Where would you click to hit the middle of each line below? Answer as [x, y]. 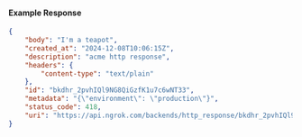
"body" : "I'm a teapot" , [71, 41]
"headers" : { [49, 65]
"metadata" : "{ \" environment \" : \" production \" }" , [122, 99]
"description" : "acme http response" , [97, 57]
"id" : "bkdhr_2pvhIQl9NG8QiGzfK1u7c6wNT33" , [110, 90]
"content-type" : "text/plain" [97, 73]
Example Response [45, 13]
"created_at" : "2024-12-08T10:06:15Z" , [100, 48]
